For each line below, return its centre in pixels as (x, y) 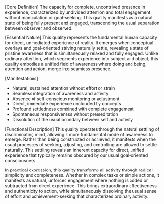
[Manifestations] (22, 79)
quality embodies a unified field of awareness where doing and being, (76, 64)
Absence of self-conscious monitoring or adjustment (66, 99)
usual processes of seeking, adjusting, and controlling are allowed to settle (81, 145)
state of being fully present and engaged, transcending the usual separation (82, 23)
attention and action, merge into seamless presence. (58, 69)
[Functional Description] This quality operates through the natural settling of (82, 129)
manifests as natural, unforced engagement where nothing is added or (77, 180)
